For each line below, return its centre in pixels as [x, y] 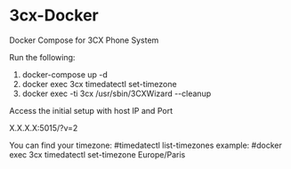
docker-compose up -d [65, 74]
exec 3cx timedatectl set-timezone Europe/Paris [97, 154]
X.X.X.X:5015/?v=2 [44, 128]
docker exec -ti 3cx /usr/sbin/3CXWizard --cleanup [117, 93]
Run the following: [42, 57]
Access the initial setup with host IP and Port [91, 110]
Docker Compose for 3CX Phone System [84, 40]
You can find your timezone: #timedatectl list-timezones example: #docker [145, 145]
